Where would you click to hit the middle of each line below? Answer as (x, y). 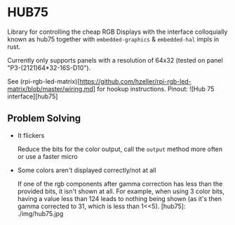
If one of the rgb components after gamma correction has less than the (120, 184)
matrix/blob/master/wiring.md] (52, 89)
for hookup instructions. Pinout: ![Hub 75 (156, 89)
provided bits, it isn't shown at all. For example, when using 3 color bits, (121, 191)
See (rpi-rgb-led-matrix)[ (43, 81)
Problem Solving (44, 118)
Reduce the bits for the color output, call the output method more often (120, 149)
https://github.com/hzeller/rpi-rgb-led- (135, 81)
